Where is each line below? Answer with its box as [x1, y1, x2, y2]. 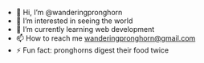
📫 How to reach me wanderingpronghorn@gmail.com [15, 33, 196, 43]
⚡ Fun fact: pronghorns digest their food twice [15, 45, 169, 55]
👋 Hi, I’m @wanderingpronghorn [15, 8, 123, 17]
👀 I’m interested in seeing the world [15, 16, 133, 26]
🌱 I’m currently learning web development [15, 25, 155, 33]
